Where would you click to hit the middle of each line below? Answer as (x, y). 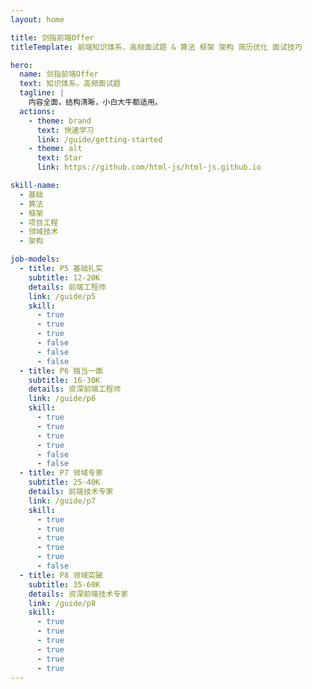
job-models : (35, 259)
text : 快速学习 (65, 130)
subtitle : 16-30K (64, 380)
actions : (37, 111)
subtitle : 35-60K (64, 584)
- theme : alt (55, 149)
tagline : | (42, 93)
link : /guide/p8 (62, 603)
